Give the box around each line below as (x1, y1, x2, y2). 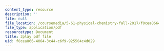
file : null (5, 16, 27, 21)
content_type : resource (5, 7, 54, 12)
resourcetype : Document (5, 30, 54, 34)
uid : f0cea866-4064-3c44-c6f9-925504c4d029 (5, 39, 95, 44)
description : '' (5, 12, 38, 17)
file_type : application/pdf (5, 25, 62, 30)
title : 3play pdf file (5, 34, 51, 39)
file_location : (5, 20, 36, 26)
